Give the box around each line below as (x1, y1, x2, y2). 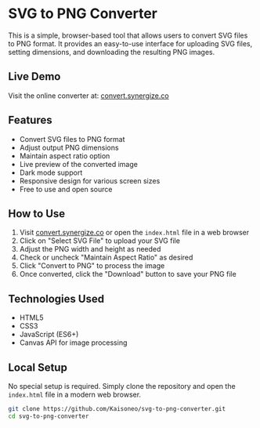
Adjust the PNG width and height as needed (19, 245, 161, 254)
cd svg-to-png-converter (8, 412, 89, 420)
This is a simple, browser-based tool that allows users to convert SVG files (8, 31, 248, 40)
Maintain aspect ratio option (19, 151, 110, 161)
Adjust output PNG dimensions (19, 143, 119, 152)
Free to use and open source (19, 184, 113, 194)
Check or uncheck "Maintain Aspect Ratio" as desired (19, 252, 193, 263)
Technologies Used (8, 292, 104, 306)
